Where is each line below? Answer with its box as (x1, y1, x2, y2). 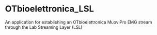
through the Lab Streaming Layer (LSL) (5, 24, 83, 30)
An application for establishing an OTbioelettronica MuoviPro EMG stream (5, 19, 153, 25)
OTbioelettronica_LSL (5, 3, 94, 14)
